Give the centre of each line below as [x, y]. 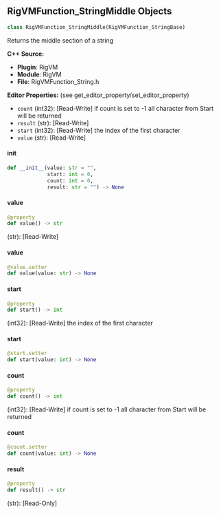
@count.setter [27, 447]
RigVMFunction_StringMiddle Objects [90, 11]
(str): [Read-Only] [32, 503]
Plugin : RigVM [37, 67]
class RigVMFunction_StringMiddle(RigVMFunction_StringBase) [96, 27]
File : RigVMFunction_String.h [58, 81]
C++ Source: [26, 54]
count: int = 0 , [70, 181]
